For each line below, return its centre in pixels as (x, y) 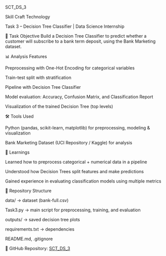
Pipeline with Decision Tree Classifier (43, 87)
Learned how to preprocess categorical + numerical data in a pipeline (76, 162)
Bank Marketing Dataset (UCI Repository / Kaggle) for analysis (69, 143)
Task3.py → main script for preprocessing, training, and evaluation (73, 210)
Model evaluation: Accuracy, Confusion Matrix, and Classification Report (79, 97)
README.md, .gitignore (29, 239)
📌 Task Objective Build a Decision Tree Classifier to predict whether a (76, 36)
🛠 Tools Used (19, 116)
